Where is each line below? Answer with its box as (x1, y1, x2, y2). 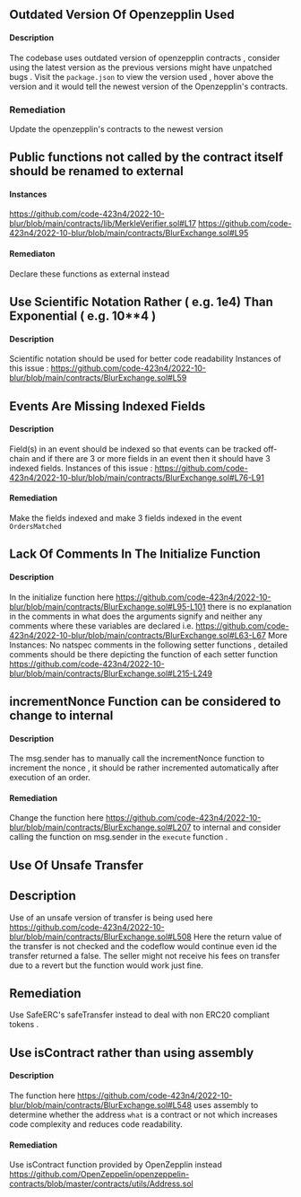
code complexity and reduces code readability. (9, 1119, 183, 1130)
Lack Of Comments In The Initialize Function (9, 547, 262, 562)
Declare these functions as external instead (9, 268, 170, 279)
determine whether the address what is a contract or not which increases (9, 1109, 278, 1121)
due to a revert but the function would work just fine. (9, 960, 203, 971)
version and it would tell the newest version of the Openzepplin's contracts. (9, 81, 288, 92)
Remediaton (9, 249, 56, 260)
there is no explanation (207, 601, 292, 612)
